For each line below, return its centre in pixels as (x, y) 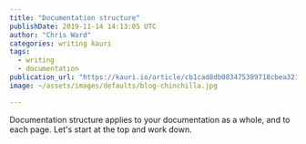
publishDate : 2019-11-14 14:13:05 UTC (83, 26)
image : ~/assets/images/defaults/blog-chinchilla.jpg (114, 86)
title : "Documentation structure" (75, 18)
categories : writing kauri (61, 43)
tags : (20, 52)
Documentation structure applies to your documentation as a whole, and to (150, 119)
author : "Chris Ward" (51, 35)
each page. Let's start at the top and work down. (101, 129)
